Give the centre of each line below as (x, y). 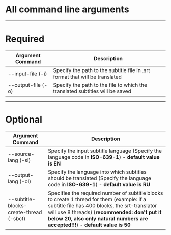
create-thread (25, 212)
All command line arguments (67, 9)
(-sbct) (17, 218)
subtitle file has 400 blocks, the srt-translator (103, 205)
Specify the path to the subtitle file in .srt (102, 70)
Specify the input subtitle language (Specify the (105, 151)
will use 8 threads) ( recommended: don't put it (105, 212)
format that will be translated (88, 77)
